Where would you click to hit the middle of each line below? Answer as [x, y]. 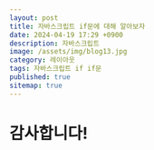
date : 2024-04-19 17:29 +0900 [67, 35]
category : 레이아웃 [42, 60]
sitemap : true [36, 85]
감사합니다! [49, 133]
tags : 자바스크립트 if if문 [56, 69]
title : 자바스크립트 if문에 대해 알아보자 [77, 26]
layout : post [34, 18]
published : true [40, 77]
